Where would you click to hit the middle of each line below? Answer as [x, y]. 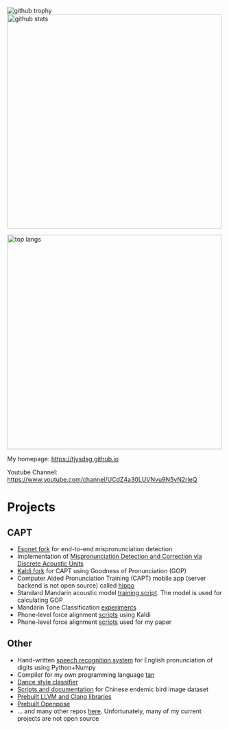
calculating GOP [40, 600]
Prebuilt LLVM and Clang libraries [64, 696]
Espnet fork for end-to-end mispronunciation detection [95, 549]
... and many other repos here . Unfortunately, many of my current [109, 711]
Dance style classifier [48, 682]
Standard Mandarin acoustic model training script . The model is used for [119, 593]
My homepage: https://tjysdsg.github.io [63, 459]
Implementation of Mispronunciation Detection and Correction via [109, 556]
